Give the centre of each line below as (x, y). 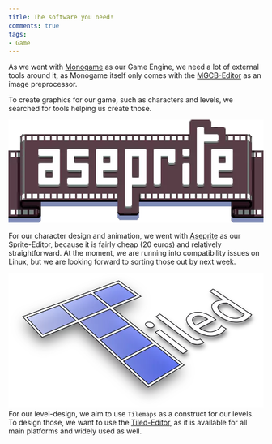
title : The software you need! (61, 17)
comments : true (34, 26)
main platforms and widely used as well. (75, 431)
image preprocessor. (43, 84)
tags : (17, 34)
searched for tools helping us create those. (80, 109)
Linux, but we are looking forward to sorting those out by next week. (122, 262)
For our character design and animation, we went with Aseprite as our (125, 236)
